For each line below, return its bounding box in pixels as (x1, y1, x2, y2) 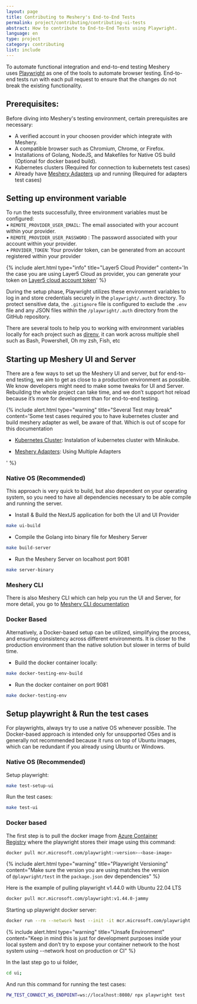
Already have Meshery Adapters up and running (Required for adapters (14, 170, 188, 177)
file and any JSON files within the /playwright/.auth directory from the (6, 307, 178, 314)
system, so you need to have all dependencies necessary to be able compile (6, 493, 192, 501)
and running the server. (6, 500, 63, 507)
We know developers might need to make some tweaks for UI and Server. (6, 383, 184, 390)
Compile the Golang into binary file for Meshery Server (14, 534, 148, 541)
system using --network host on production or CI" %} (6, 947, 136, 954)
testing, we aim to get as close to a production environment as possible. (16, 376, 191, 383)
